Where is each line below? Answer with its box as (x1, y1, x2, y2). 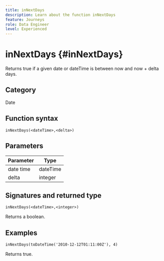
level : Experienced (5, 27, 47, 32)
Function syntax (5, 114, 58, 123)
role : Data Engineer (5, 21, 50, 27)
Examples (5, 228, 37, 237)
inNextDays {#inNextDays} (5, 49, 124, 60)
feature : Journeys (5, 17, 45, 22)
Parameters (5, 142, 44, 150)
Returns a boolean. (5, 213, 45, 220)
